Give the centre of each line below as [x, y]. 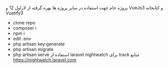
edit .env [22, 38]
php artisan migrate [33, 49]
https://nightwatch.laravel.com [45, 60]
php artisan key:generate [39, 44]
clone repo [24, 23]
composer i [25, 28]
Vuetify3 [15, 13]
